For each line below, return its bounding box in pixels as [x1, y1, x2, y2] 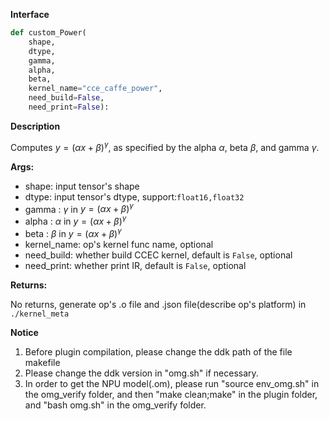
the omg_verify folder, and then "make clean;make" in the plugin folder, [24, 388, 318, 400]
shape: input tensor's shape [24, 180, 140, 192]
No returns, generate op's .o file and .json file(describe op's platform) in [10, 298, 307, 310]
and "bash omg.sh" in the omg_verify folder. [24, 399, 207, 411]
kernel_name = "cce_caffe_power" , [28, 84, 163, 94]
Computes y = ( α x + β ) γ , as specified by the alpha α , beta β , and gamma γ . [10, 139, 320, 153]
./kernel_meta [10, 309, 70, 319]
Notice [10, 326, 39, 338]
